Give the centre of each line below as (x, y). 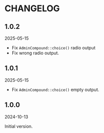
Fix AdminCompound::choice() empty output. (55, 89)
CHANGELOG (32, 9)
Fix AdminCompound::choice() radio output (53, 48)
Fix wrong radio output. (35, 53)
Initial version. (19, 126)
